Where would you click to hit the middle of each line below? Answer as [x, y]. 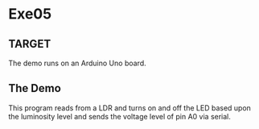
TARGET [30, 44]
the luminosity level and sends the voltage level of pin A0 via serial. [120, 116]
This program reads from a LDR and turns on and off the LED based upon [130, 108]
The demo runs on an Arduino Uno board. [77, 63]
